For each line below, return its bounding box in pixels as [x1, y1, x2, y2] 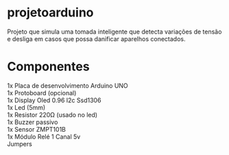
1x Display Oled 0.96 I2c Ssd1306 [7, 96, 101, 104]
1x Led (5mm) [7, 103, 46, 111]
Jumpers [7, 139, 32, 148]
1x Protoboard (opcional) [7, 88, 77, 97]
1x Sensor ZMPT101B [7, 125, 67, 133]
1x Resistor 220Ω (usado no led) [7, 110, 98, 119]
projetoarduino [7, 5, 94, 21]
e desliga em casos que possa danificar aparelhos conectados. [7, 34, 186, 43]
